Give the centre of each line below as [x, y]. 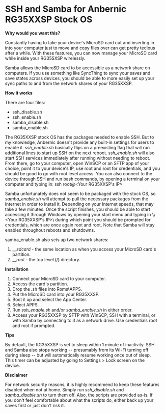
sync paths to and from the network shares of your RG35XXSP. [69, 83]
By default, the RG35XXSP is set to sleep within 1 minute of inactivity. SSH [80, 344]
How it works [19, 93]
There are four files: [25, 102]
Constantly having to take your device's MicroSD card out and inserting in [80, 42]
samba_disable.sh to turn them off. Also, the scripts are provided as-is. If [79, 395]
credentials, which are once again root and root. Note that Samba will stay [80, 225]
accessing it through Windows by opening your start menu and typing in [78, 214]
